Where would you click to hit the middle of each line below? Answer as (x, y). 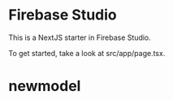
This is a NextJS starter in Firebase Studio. (80, 37)
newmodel (45, 86)
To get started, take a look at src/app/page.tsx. (87, 53)
